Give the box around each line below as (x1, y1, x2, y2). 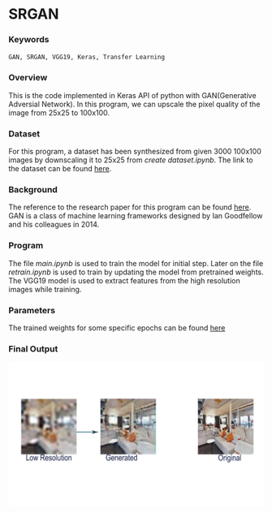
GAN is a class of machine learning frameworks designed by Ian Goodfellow (8, 211, 263, 221)
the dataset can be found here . (8, 164, 112, 174)
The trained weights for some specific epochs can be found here (8, 322, 226, 333)
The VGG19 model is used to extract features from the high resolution (8, 275, 241, 285)
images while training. (8, 284, 82, 294)
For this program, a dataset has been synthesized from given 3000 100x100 (8, 147, 261, 157)
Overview (8, 72, 48, 84)
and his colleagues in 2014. (8, 220, 100, 230)
